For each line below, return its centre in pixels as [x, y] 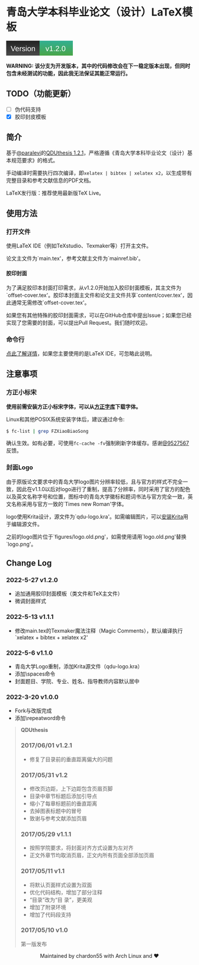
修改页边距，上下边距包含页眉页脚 [71, 788]
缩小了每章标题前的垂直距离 [63, 803]
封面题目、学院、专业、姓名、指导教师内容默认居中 [77, 681]
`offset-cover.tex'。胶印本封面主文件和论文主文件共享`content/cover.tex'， [97, 295]
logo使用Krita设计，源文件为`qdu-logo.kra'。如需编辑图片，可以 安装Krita [95, 516]
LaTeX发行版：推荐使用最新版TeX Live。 [55, 193]
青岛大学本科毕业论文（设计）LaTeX [94, 12]
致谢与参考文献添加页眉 [58, 818]
